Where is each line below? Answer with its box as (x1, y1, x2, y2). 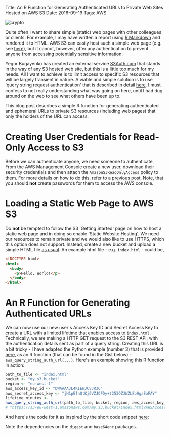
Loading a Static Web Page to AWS (5, 198, 154, 209)
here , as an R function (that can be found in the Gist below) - (5, 352, 132, 358)
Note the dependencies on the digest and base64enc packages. (5, 424, 137, 430)
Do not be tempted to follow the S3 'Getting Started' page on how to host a (5, 225, 162, 231)
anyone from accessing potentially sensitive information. (5, 51, 123, 57)
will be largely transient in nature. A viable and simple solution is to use (5, 77, 153, 82)
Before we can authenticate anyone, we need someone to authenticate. (5, 158, 154, 164)
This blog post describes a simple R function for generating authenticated (5, 103, 159, 108)
